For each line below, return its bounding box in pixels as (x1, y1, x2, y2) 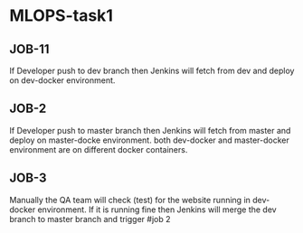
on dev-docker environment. (9, 75, 116, 86)
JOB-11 (9, 42, 50, 57)
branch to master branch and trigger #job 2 (9, 213, 171, 224)
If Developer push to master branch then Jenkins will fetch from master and (9, 125, 291, 135)
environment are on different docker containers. (9, 144, 188, 154)
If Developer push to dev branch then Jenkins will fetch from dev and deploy (9, 65, 295, 76)
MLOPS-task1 (9, 5, 113, 26)
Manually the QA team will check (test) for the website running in (9, 194, 251, 205)
